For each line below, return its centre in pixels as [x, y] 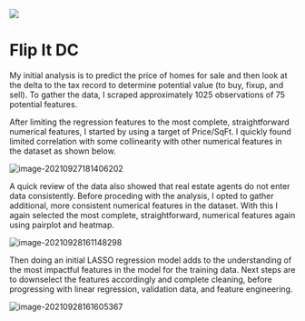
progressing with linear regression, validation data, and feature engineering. [151, 289]
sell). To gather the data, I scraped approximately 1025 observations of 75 [148, 95]
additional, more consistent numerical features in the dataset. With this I [144, 206]
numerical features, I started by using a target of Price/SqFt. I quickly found [151, 131]
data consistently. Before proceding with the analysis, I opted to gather [142, 196]
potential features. [44, 104]
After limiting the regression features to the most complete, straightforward [150, 122]
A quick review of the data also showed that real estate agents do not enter [150, 186]
